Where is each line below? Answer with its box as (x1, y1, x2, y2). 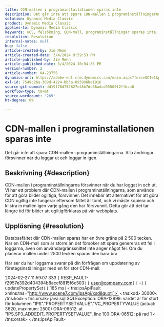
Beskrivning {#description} (5, 169, 90, 177)
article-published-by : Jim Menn (5, 57, 71, 62)
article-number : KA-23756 (5, 71, 58, 76)
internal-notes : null (5, 39, 49, 44)
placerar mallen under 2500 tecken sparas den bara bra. (5, 250, 119, 256)
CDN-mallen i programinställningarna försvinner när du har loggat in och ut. (5, 182, 157, 188)
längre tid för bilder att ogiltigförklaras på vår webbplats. (5, 208, 119, 214)
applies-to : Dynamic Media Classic (5, 25, 78, 30)
